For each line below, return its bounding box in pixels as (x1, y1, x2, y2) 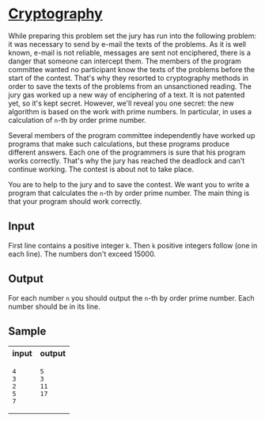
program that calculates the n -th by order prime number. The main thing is (8, 188, 250, 198)
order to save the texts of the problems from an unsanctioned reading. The (8, 81, 252, 91)
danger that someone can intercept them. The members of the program (8, 56, 241, 66)
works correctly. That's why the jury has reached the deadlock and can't (8, 155, 245, 165)
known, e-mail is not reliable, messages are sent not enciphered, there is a (8, 48, 252, 57)
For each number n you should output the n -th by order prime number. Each (8, 293, 255, 302)
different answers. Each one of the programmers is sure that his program (8, 148, 246, 157)
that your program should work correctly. (8, 196, 142, 206)
